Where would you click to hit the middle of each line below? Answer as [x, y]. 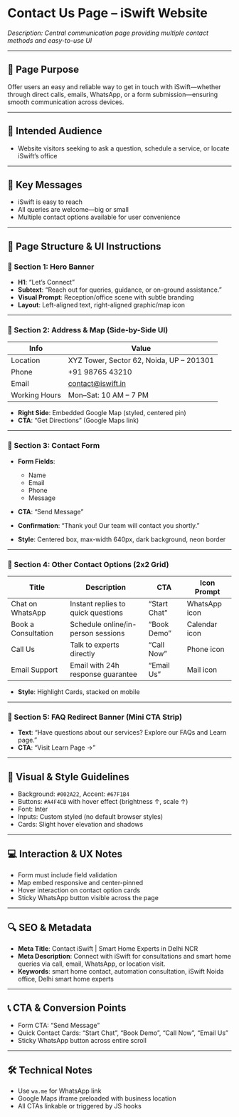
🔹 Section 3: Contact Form [54, 446]
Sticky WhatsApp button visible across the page [88, 897]
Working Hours [36, 395]
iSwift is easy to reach [50, 202]
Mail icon [202, 670]
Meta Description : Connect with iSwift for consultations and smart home [124, 956]
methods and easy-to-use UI [50, 40]
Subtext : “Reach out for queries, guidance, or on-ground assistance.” [119, 290]
